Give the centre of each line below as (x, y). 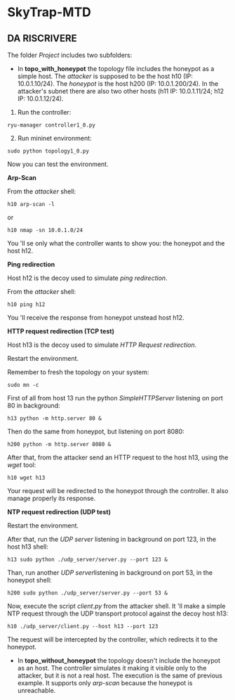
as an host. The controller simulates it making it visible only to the (112, 668)
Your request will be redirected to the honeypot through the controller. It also (118, 491)
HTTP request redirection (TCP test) (61, 331)
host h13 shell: (28, 547)
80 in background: (34, 406)
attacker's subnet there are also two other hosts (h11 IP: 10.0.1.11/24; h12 (121, 91)
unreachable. (36, 691)
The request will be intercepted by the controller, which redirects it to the (113, 639)
